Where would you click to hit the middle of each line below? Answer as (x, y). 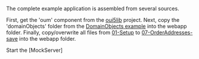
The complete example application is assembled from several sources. (93, 9)
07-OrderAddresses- (167, 32)
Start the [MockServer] (35, 50)
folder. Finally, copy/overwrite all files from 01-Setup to (73, 32)
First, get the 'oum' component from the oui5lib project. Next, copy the (93, 20)
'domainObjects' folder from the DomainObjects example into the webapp (97, 26)
